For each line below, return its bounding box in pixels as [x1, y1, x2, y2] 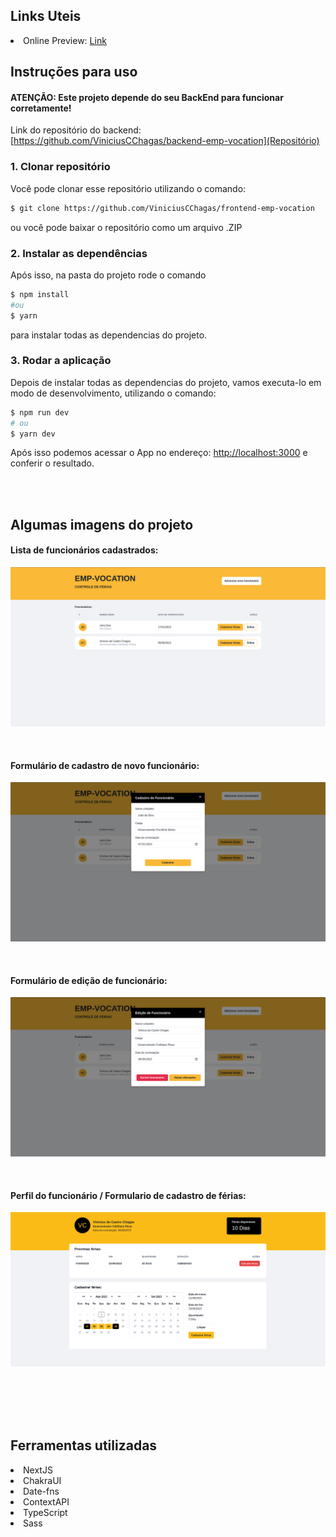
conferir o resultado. [10, 457, 95, 469]
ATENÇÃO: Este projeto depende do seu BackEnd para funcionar [10, 91, 284, 103]
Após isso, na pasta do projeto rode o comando [10, 269, 207, 281]
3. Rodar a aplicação [10, 354, 112, 368]
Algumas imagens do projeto [10, 516, 194, 533]
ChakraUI [23, 1474, 62, 1486]
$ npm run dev [10, 407, 70, 418]
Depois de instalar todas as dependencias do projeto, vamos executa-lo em [10, 376, 322, 388]
